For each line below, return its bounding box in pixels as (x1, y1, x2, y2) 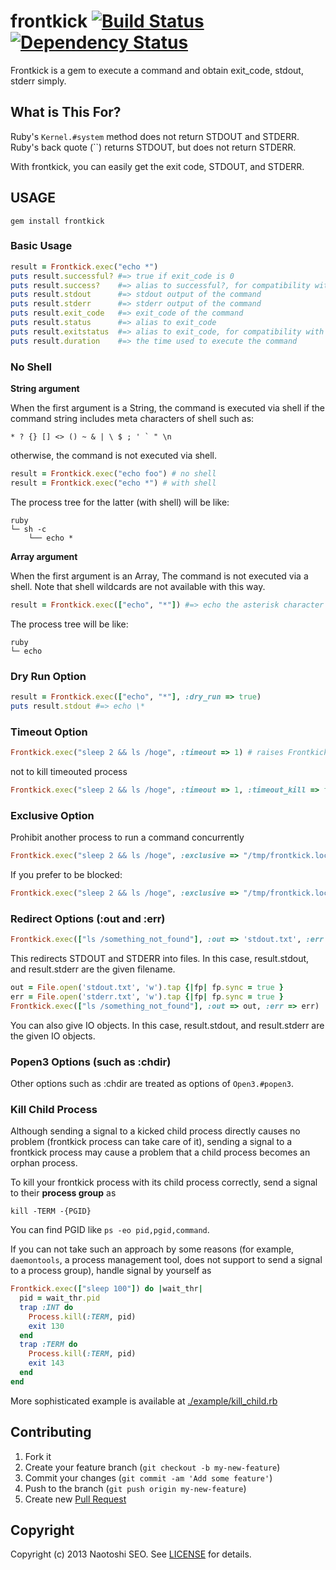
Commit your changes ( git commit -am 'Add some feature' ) (24, 1471, 273, 1484)
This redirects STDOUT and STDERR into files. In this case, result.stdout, (10, 952, 310, 964)
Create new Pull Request (24, 1493, 127, 1505)
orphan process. (10, 1157, 78, 1169)
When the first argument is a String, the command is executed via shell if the (10, 402, 325, 414)
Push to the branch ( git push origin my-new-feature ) (24, 1482, 247, 1494)
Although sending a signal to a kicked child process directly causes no (10, 1125, 301, 1137)
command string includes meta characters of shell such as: (10, 413, 255, 425)
